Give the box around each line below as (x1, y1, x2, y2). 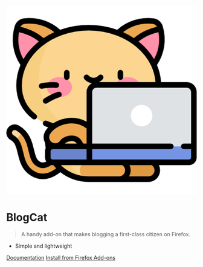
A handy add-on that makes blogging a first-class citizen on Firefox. (21, 230, 191, 237)
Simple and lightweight (14, 242, 72, 249)
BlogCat (6, 211, 48, 225)
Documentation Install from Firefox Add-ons (6, 254, 116, 261)
